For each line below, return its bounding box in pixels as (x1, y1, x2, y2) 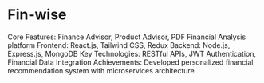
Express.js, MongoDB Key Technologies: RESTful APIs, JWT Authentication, (7, 49, 257, 58)
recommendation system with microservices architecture (7, 65, 195, 75)
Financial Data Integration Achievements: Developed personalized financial (7, 57, 254, 67)
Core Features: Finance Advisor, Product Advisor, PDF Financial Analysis (7, 32, 246, 41)
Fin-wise (7, 6, 67, 24)
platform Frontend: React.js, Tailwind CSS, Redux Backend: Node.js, (7, 40, 231, 49)
